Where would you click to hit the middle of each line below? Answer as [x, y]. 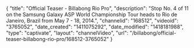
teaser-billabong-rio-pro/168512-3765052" [58, 39]
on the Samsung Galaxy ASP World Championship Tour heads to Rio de [92, 14]
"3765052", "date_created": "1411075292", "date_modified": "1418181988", [95, 27]
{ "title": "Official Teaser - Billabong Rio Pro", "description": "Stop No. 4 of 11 [97, 8]
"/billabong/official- [153, 33]
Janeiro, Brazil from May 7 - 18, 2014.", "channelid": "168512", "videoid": [92, 21]
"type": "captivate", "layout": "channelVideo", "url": [67, 33]
